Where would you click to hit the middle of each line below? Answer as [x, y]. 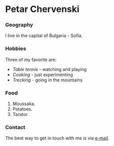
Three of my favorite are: [31, 59]
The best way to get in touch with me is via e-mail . [57, 138]
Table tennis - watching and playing [49, 69]
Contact [15, 127]
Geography [19, 25]
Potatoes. [22, 109]
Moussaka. [24, 104]
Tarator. [21, 114]
